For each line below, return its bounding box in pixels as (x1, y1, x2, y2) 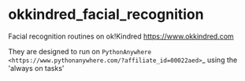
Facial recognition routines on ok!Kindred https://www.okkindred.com (8, 31, 234, 41)
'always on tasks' (8, 63, 65, 72)
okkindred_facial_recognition (8, 6, 204, 24)
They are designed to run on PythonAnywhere (8, 46, 152, 56)
